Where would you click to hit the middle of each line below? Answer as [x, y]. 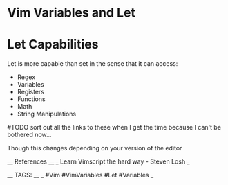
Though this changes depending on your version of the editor [95, 148]
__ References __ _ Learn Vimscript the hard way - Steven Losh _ [98, 161]
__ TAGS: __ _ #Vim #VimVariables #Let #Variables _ [80, 175]
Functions [31, 99]
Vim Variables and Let [72, 13]
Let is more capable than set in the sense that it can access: [93, 64]
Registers [31, 92]
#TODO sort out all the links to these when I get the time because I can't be [114, 127]
